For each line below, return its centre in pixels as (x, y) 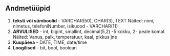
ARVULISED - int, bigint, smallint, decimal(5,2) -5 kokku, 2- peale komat (89, 31)
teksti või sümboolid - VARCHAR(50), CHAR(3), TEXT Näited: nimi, (83, 20)
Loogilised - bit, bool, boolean (45, 47)
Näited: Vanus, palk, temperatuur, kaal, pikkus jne (65, 37)
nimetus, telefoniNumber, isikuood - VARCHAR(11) (65, 26)
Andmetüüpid (28, 8)
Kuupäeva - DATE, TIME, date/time (50, 42)
